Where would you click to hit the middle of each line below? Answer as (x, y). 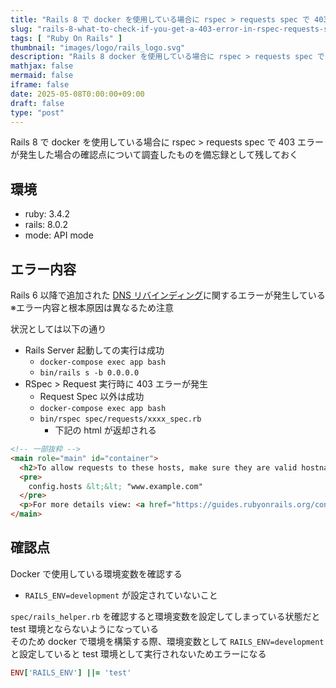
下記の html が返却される (105, 430)
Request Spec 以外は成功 (92, 396)
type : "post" (37, 112)
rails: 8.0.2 (46, 225)
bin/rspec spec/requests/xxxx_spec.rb (120, 419)
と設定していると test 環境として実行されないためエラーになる (138, 653)
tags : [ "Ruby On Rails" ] (66, 38)
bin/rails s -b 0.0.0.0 (89, 373)
